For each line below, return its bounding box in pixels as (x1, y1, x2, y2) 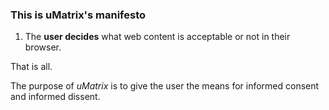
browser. (24, 41, 62, 53)
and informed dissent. (10, 91, 101, 103)
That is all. (10, 61, 53, 73)
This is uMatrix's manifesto (10, 8, 147, 22)
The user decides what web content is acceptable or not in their (24, 31, 291, 43)
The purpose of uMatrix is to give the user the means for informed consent (10, 80, 320, 92)
